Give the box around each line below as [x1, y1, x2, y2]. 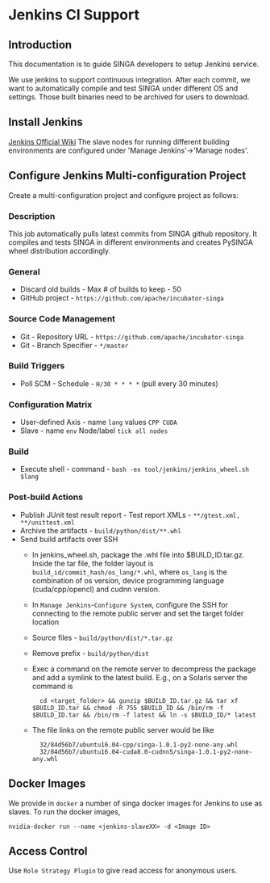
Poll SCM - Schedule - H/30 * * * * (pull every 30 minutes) [19, 378, 219, 389]
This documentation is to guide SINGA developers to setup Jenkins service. [8, 59, 260, 69]
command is [31, 681, 73, 691]
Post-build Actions [8, 491, 83, 502]
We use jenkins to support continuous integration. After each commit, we [8, 75, 251, 84]
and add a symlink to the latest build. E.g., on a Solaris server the [31, 672, 248, 682]
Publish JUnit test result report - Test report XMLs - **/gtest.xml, [19, 510, 240, 519]
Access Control [8, 844, 88, 858]
